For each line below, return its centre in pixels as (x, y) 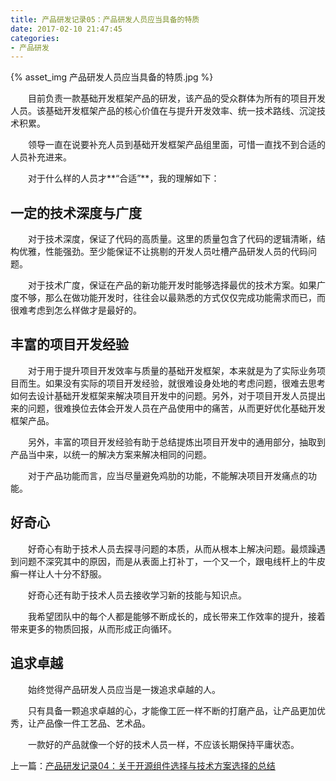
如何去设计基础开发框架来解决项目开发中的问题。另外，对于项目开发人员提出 (168, 395)
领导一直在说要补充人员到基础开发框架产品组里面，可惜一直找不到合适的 (177, 145)
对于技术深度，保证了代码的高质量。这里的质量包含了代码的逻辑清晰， (172, 239)
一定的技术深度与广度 (76, 212)
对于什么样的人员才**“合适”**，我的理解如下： (124, 178)
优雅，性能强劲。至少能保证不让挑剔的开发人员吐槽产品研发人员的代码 (163, 252)
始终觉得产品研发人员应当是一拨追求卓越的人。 (124, 689)
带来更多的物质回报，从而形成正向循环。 (93, 628)
